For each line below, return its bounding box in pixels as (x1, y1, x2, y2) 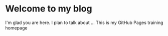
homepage (5, 24, 28, 30)
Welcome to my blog (5, 3, 92, 14)
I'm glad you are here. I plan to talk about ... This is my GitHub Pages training (5, 19, 163, 25)
